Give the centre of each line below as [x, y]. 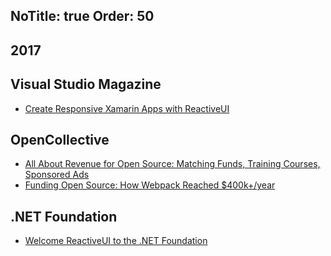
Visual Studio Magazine [86, 84]
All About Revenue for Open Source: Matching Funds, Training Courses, [172, 164]
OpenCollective [60, 139]
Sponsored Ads [57, 175]
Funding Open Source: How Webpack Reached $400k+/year [150, 185]
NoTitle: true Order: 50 [82, 16]
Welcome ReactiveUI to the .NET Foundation [116, 241]
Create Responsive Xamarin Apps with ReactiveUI [127, 108]
